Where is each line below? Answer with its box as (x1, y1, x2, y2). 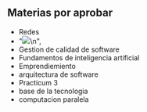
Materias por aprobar (7, 6, 113, 20)
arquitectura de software (18, 70, 99, 79)
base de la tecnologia (18, 86, 88, 96)
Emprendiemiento (18, 61, 76, 70)
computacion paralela (18, 94, 89, 104)
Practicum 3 (18, 78, 58, 87)
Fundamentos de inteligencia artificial (18, 52, 140, 62)
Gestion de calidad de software (18, 45, 120, 54)
